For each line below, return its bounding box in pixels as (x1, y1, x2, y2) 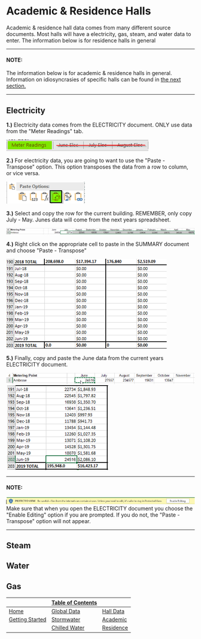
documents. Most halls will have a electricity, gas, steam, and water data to (6, 30, 191, 37)
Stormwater (51, 616, 81, 623)
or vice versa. (6, 169, 40, 176)
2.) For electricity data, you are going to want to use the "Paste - (6, 157, 166, 164)
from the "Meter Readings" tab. (6, 127, 84, 134)
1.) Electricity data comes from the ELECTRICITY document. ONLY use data (6, 121, 193, 128)
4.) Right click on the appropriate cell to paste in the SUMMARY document (6, 241, 190, 248)
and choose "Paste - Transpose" (6, 247, 87, 254)
